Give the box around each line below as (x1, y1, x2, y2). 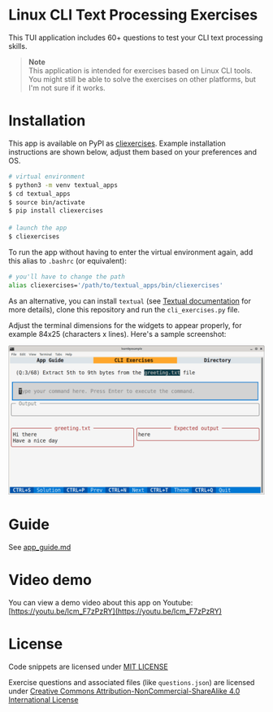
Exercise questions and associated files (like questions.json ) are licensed (8, 677, 255, 687)
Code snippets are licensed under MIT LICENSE (8, 662, 168, 671)
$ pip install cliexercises (8, 207, 104, 215)
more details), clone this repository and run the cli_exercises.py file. (8, 304, 240, 314)
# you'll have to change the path (8, 273, 126, 281)
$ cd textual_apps (8, 190, 71, 198)
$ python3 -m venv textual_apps (8, 181, 118, 189)
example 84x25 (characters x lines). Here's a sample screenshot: (8, 329, 227, 339)
